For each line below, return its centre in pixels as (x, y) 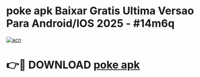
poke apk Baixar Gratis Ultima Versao (100, 11)
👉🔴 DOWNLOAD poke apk (73, 65)
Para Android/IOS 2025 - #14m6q (90, 23)
